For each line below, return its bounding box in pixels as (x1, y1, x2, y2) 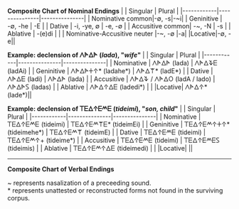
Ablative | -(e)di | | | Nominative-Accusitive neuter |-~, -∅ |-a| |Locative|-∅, (7, 29, 227, 38)
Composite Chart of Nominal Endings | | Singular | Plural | (7, 7, 179, 15)
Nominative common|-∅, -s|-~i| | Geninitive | (91, 14, 223, 23)
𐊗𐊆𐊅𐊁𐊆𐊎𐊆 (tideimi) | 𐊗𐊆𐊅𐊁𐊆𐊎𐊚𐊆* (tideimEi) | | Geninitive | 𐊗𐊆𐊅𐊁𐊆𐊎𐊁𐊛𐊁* (7, 120, 230, 128)
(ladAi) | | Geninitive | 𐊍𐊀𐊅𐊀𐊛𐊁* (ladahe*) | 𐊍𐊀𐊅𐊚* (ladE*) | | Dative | (7, 67, 213, 75)
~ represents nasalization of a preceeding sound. (7, 178, 152, 187)
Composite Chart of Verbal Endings (7, 165, 115, 173)
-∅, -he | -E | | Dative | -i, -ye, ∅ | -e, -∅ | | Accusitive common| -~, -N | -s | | (7, 22, 231, 30)
